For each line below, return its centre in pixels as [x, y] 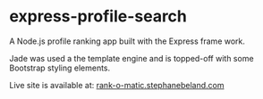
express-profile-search [98, 16]
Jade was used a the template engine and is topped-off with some [131, 58]
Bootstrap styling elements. [60, 68]
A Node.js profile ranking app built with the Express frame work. [127, 41]
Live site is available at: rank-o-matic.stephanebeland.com [117, 85]
